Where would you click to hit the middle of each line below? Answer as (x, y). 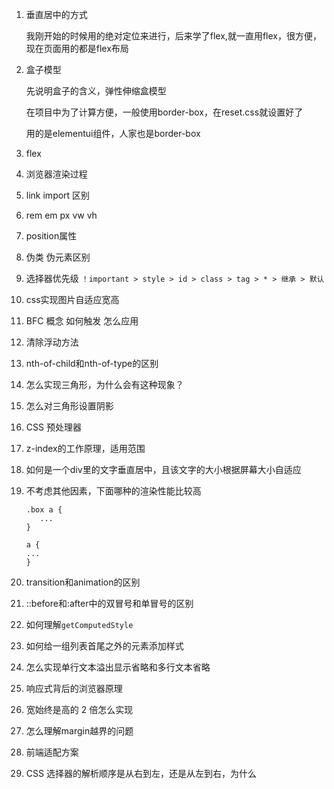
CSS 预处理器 (53, 427)
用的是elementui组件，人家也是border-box (113, 133)
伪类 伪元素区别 (58, 257)
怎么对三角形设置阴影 (69, 406)
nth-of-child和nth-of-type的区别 (92, 363)
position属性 (51, 236)
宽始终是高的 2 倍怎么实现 (79, 709)
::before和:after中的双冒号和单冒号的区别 (109, 603)
